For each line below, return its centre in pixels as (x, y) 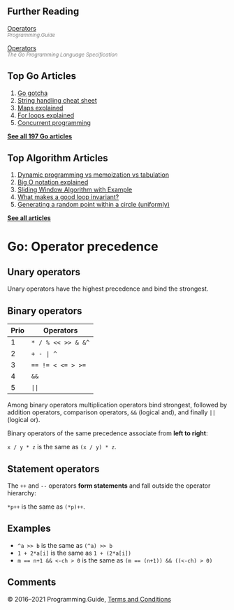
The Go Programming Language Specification (63, 55)
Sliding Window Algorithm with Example (75, 190)
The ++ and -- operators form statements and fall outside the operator (109, 486)
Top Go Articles (42, 76)
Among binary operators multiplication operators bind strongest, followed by (117, 405)
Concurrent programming (54, 122)
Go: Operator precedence (83, 246)
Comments (32, 582)
